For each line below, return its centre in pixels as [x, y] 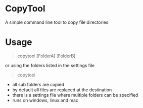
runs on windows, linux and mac [45, 100]
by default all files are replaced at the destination [62, 90]
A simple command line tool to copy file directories [57, 22]
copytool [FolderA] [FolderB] [46, 56]
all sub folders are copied [38, 84]
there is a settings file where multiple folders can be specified [75, 95]
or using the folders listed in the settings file [50, 65]
